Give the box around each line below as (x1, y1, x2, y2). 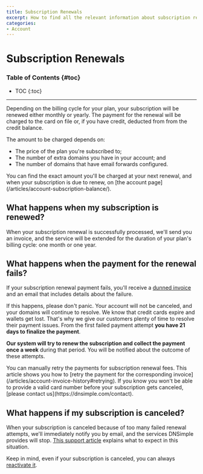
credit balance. (6, 124, 43, 131)
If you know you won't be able (117, 377, 193, 385)
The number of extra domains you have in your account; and (14, 154, 166, 161)
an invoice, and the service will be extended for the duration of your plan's (6, 235, 192, 242)
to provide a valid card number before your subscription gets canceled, (6, 384, 184, 391)
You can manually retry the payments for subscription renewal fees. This (6, 364, 187, 372)
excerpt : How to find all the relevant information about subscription (6, 15, 190, 21)
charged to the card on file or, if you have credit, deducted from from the (6, 118, 187, 125)
